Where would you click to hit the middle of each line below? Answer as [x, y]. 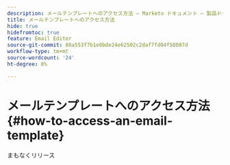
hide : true [23, 26]
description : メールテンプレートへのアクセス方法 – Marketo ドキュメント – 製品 [112, 13]
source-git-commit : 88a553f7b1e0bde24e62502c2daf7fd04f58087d [98, 45]
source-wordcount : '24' [41, 58]
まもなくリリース [31, 155]
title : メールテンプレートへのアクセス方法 [61, 20]
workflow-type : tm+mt [38, 52]
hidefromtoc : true [33, 32]
